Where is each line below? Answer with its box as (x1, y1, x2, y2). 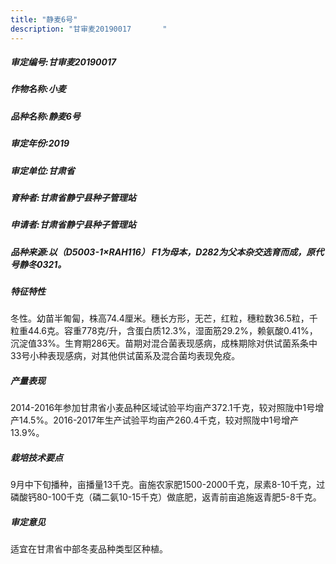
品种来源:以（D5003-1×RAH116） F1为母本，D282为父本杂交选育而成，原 (10, 246, 316, 258)
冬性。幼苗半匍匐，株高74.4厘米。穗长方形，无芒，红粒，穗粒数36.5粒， (10, 312, 310, 325)
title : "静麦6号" (10, 14, 78, 25)
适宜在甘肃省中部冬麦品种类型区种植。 (10, 543, 168, 555)
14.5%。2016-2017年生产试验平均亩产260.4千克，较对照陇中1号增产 (18, 414, 300, 426)
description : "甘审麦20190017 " (10, 24, 168, 34)
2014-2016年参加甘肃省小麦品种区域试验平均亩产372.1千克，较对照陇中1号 (10, 402, 316, 414)
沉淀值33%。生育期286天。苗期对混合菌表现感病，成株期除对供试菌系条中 (10, 337, 318, 350)
